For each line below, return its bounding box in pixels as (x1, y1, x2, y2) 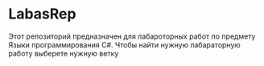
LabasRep (8, 5, 76, 23)
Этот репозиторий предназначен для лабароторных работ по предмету (8, 31, 256, 41)
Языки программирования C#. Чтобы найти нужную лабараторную (8, 39, 241, 49)
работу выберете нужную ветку (8, 48, 119, 58)
